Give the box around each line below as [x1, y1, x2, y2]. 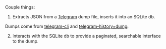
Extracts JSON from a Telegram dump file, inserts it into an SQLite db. [12, 14, 155, 19]
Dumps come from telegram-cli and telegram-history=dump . [5, 23, 129, 29]
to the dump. [12, 38, 39, 44]
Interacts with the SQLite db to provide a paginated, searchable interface [12, 33, 161, 39]
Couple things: [5, 4, 35, 10]
